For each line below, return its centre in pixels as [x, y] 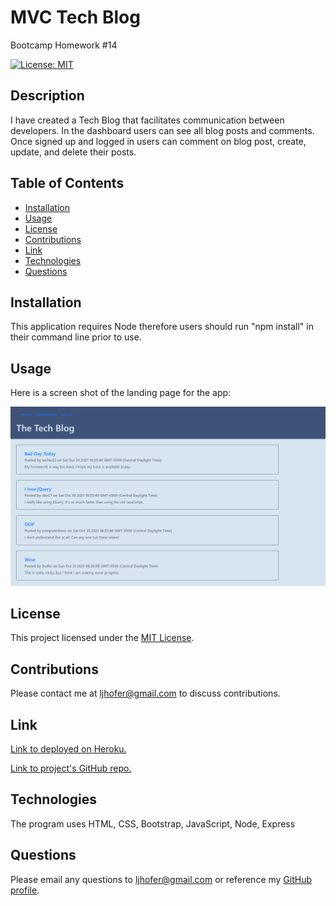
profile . [25, 890]
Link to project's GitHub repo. [71, 768]
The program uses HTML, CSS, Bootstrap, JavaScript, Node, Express [153, 823]
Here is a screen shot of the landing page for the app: [121, 393]
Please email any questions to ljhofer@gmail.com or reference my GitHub [161, 879]
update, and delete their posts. [73, 152]
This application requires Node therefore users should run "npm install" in [162, 327]
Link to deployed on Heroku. [68, 749]
